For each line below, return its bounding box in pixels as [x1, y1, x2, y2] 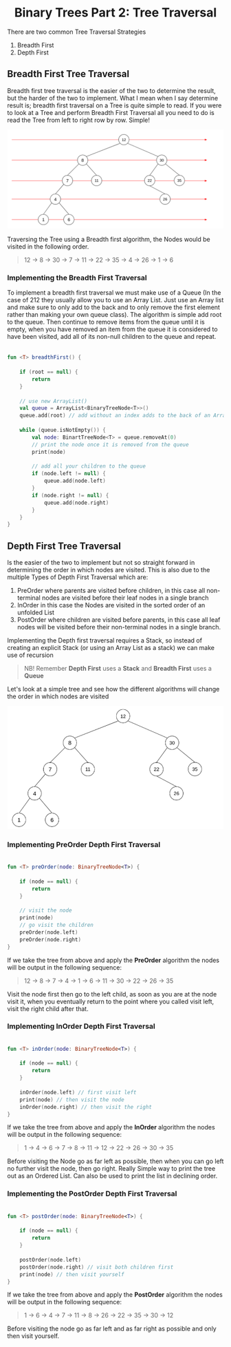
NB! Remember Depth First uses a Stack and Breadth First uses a [23, 665, 212, 673]
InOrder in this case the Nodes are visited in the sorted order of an [16, 601, 206, 609]
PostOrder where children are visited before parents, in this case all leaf [16, 616, 221, 624]
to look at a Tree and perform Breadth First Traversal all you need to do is [7, 108, 214, 116]
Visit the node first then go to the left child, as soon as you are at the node [7, 990, 217, 998]
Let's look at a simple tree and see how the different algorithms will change [7, 685, 220, 693]
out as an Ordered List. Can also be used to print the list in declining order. [7, 1172, 218, 1180]
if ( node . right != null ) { [32, 492, 109, 499]
